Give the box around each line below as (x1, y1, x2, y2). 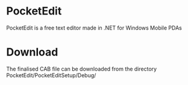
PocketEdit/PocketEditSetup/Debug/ (6, 71, 96, 79)
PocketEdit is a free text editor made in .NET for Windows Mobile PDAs (6, 24, 182, 31)
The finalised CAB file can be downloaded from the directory (6, 65, 157, 72)
